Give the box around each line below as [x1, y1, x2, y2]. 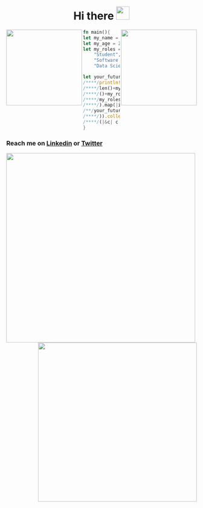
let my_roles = [83, 46, 121, 52]
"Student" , [93, 52, 121, 58]
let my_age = [83, 40, 116, 47]
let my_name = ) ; [83, 35, 199, 41]
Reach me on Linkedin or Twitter [6, 139, 103, 147]
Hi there [73, 9, 114, 23]
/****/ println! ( [83, 79, 124, 85]
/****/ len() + [83, 85, 116, 91]
